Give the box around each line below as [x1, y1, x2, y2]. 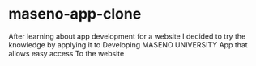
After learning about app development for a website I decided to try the [8, 31, 246, 41]
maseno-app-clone [8, 5, 142, 23]
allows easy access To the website [8, 48, 125, 58]
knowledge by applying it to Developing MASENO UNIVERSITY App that [8, 39, 249, 49]
